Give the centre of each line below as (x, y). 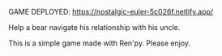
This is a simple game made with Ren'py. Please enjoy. (100, 43)
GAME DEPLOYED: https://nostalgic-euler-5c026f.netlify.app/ (111, 12)
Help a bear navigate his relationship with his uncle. (94, 27)
